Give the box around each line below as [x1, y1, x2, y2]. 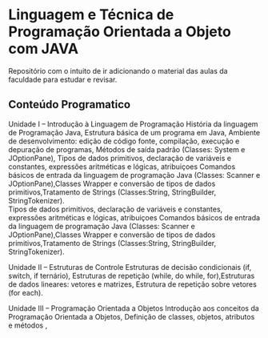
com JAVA [8, 40, 78, 58]
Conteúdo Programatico [8, 98, 130, 111]
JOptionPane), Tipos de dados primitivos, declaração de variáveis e [8, 153, 232, 163]
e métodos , [8, 320, 48, 330]
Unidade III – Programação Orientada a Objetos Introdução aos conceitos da [8, 303, 260, 313]
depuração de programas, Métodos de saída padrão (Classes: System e [8, 144, 246, 154]
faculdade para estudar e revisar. [8, 74, 118, 84]
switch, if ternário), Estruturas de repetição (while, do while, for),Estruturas [8, 271, 255, 280]
